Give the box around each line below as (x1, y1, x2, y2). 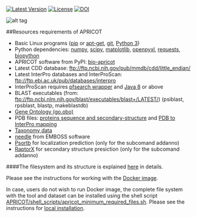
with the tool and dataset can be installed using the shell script (6, 192, 158, 199)
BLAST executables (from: (14, 90, 79, 96)
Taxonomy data (14, 127, 52, 134)
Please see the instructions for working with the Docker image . (6, 175, 159, 181)
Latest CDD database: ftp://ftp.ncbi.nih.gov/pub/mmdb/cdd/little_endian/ (14, 65, 191, 72)
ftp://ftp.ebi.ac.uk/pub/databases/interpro (14, 77, 116, 84)
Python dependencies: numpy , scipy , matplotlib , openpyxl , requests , (14, 46, 181, 53)
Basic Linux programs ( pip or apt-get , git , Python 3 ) (14, 40, 140, 46)
